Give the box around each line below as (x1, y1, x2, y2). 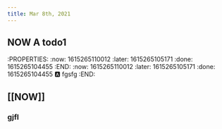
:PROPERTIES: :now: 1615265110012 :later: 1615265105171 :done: (7, 55, 193, 63)
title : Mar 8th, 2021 (7, 10, 71, 18)
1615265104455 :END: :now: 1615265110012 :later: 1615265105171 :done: (7, 63, 216, 71)
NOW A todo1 (7, 37, 67, 49)
